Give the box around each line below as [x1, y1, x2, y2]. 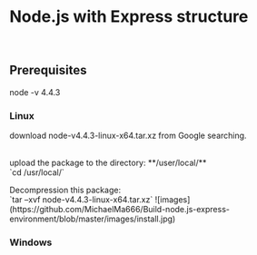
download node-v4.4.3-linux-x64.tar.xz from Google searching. [9, 130, 247, 142]
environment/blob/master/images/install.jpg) [9, 213, 176, 224]
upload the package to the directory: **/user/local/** [9, 157, 207, 169]
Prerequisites [9, 63, 87, 78]
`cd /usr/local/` [9, 167, 65, 178]
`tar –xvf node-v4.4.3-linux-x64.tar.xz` [9, 194, 153, 205]
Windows [9, 236, 53, 249]
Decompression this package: [9, 184, 121, 196]
